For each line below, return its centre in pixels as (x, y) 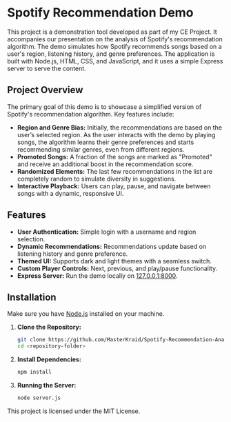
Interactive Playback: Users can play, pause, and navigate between (114, 186)
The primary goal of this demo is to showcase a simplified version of (104, 107)
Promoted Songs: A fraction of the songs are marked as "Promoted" (114, 157)
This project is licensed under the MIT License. (74, 411)
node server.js (39, 398)
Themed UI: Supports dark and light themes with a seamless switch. (114, 261)
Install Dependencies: (49, 359)
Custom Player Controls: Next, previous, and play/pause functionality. (117, 268)
